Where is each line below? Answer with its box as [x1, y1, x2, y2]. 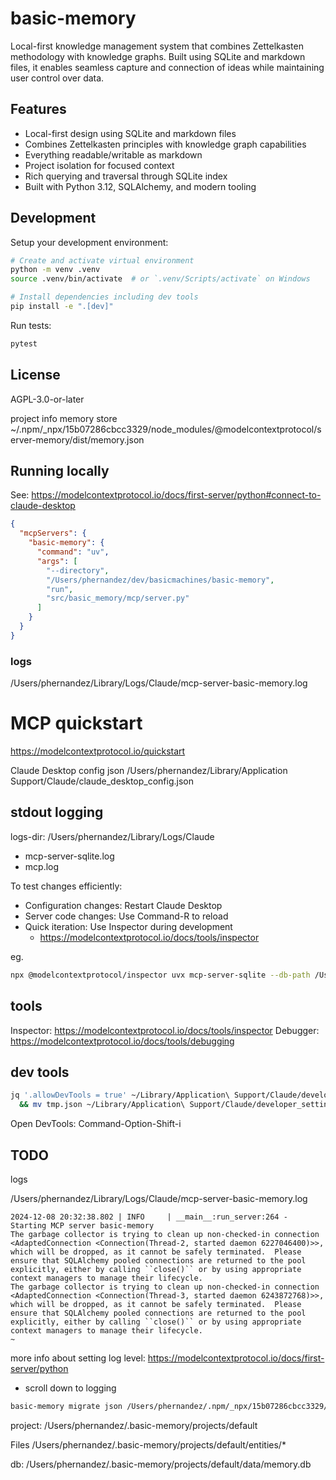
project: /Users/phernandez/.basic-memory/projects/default [10, 1419, 258, 1431]
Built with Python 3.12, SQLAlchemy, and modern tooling [24, 180, 257, 192]
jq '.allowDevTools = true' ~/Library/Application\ [10, 1090, 230, 1101]
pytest [10, 338, 38, 349]
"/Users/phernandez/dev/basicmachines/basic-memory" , [46, 575, 275, 585]
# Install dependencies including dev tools [10, 292, 199, 302]
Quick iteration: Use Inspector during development [24, 920, 233, 932]
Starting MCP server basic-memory [10, 1220, 155, 1231]
